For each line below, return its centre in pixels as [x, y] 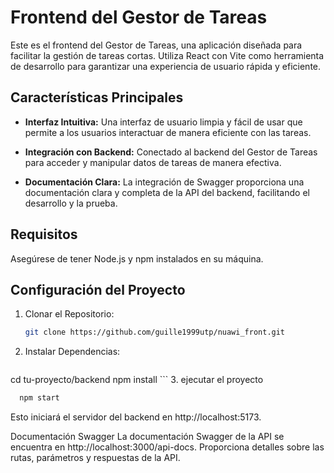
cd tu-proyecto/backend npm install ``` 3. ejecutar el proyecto [137, 380]
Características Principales [97, 97]
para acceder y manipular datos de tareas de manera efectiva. [153, 162]
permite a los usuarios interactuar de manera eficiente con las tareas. [168, 132]
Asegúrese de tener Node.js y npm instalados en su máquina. [137, 258]
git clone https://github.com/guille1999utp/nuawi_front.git [155, 332]
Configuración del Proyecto [98, 289]
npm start [39, 398]
